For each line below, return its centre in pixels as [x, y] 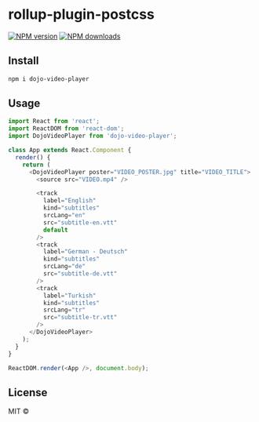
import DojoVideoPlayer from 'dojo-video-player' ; [93, 136]
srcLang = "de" [64, 267]
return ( [36, 165]
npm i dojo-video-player [49, 79]
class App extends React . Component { [70, 151]
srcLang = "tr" [64, 310]
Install [24, 61]
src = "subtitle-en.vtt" [80, 222]
